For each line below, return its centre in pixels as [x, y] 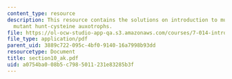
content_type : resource [41, 13]
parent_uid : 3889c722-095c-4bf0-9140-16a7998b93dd [81, 45]
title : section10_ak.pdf [43, 58]
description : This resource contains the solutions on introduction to [112, 20]
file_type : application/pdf [48, 39]
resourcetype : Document [41, 52]
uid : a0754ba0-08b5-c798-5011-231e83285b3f [71, 65]
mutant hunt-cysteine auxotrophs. [63, 26]
